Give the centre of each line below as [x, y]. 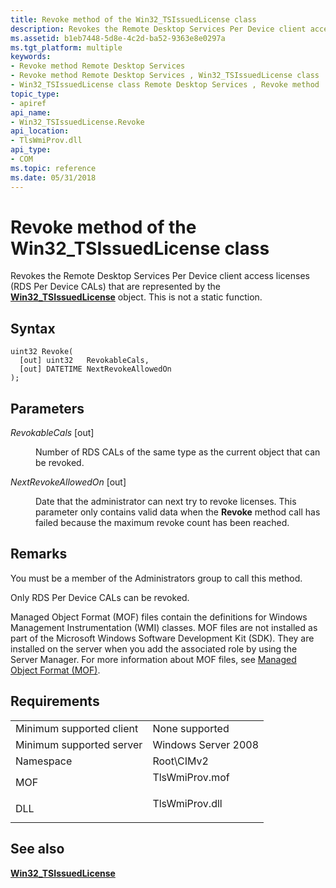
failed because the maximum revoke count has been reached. [162, 523]
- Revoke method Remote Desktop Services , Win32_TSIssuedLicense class [165, 76]
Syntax [33, 328]
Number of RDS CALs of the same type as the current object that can [178, 452]
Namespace [44, 761]
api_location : [40, 131]
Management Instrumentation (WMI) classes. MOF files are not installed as [164, 627]
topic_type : [35, 94]
